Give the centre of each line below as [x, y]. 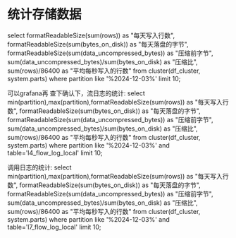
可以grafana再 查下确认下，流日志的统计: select [76, 93]
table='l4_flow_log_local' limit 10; [55, 153]
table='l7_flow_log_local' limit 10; [54, 227]
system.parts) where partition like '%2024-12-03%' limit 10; [94, 78]
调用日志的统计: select [39, 167]
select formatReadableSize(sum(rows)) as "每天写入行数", [91, 35]
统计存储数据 [45, 14]
